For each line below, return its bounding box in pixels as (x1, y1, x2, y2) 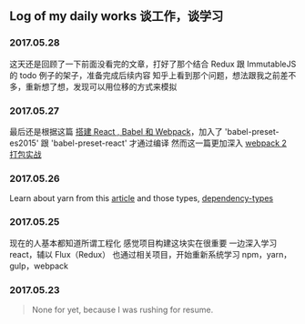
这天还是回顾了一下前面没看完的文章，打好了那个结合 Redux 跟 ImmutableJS (9, 58, 297, 69)
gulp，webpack (9, 260, 69, 271)
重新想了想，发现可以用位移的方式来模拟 (25, 81, 178, 92)
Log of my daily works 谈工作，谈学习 (9, 8, 224, 25)
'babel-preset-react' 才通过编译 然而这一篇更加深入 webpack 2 (50, 137, 287, 148)
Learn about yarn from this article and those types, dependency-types (9, 193, 274, 204)
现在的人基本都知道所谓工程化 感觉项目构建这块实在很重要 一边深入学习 (9, 238, 278, 248)
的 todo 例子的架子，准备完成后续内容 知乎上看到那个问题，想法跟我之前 (9, 69, 280, 80)
